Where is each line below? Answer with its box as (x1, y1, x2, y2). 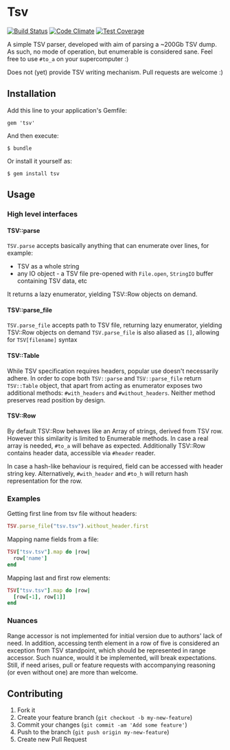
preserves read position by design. (7, 396, 106, 404)
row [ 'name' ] (13, 554, 48, 562)
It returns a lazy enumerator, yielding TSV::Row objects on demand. (7, 290, 198, 299)
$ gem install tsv (7, 170, 60, 177)
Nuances (7, 616, 38, 626)
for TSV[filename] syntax (7, 336, 78, 344)
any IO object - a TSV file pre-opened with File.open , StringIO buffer (16, 269, 214, 278)
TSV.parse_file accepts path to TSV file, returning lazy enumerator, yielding (7, 321, 222, 330)
